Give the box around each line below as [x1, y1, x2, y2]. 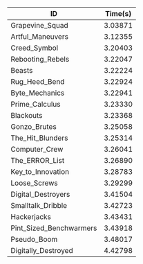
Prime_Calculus [10, 100, 61, 109]
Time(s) [104, 9, 132, 18]
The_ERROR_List [10, 156, 65, 165]
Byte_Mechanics [10, 88, 65, 98]
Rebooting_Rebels [10, 55, 70, 64]
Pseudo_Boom [10, 235, 58, 244]
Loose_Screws [10, 178, 59, 188]
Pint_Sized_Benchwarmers [10, 223, 97, 233]
